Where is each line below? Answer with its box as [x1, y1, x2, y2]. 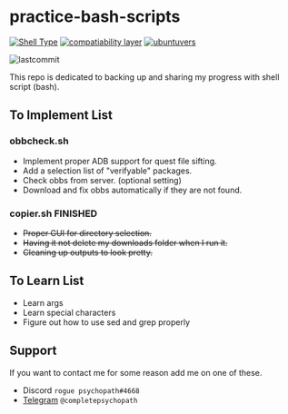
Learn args [22, 297, 64, 308]
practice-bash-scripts [9, 6, 181, 27]
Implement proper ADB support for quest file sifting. [22, 155, 217, 166]
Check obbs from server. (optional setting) [22, 174, 182, 185]
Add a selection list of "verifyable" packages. [22, 165, 193, 176]
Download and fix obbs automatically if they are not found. [22, 184, 243, 195]
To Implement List [9, 107, 114, 123]
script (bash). [9, 81, 60, 92]
